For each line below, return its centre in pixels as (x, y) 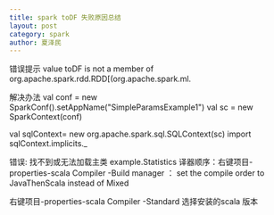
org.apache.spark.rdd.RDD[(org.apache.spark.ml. (100, 79)
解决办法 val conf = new (54, 97)
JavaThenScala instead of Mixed (69, 183)
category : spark (39, 34)
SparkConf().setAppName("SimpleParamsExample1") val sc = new (132, 107)
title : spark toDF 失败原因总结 (66, 17)
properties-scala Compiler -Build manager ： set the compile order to (137, 173)
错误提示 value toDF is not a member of (82, 69)
